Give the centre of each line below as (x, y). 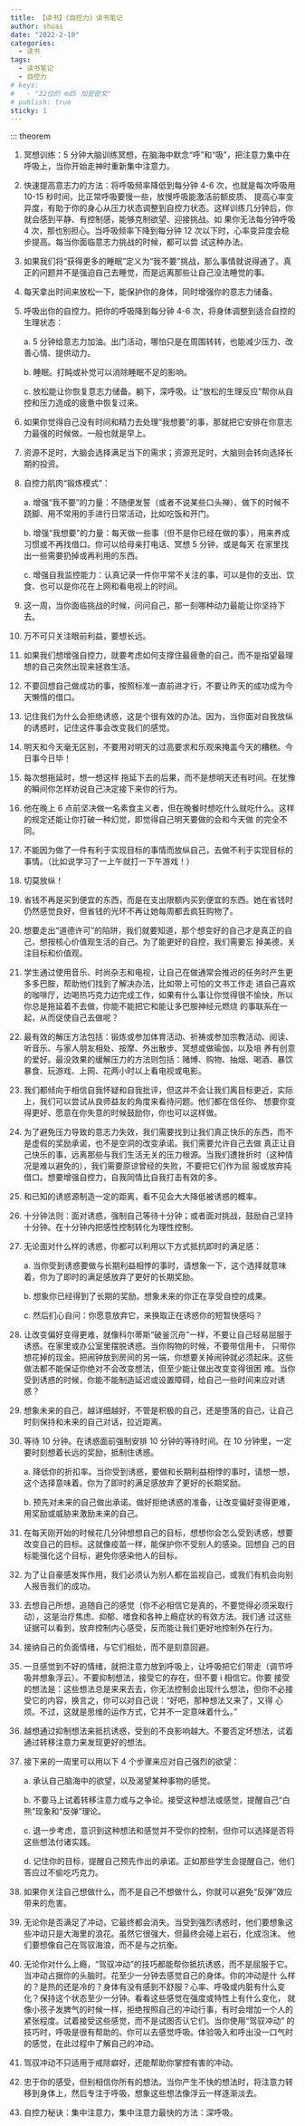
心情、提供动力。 (63, 353)
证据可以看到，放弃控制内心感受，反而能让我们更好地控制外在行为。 (150, 1628)
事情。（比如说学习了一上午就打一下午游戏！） (109, 861)
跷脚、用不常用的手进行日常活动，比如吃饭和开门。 (119, 514)
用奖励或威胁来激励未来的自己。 (83, 1514)
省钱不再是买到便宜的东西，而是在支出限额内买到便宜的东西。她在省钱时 (158, 900)
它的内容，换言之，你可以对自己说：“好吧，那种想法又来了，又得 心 (157, 1700)
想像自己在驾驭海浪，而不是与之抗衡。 (111, 1945)
